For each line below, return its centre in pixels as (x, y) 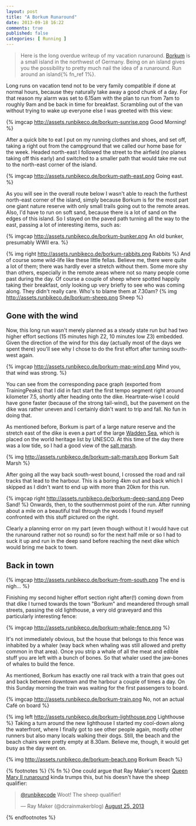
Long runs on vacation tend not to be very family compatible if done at (91, 85)
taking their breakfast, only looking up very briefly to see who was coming (96, 285)
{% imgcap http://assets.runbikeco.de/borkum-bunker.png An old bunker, (95, 236)
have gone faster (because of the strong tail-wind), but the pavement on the (98, 402)
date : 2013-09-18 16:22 (35, 22)
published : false (27, 33)
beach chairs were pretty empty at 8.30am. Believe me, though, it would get (97, 741)
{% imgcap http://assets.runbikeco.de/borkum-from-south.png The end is (96, 580)
